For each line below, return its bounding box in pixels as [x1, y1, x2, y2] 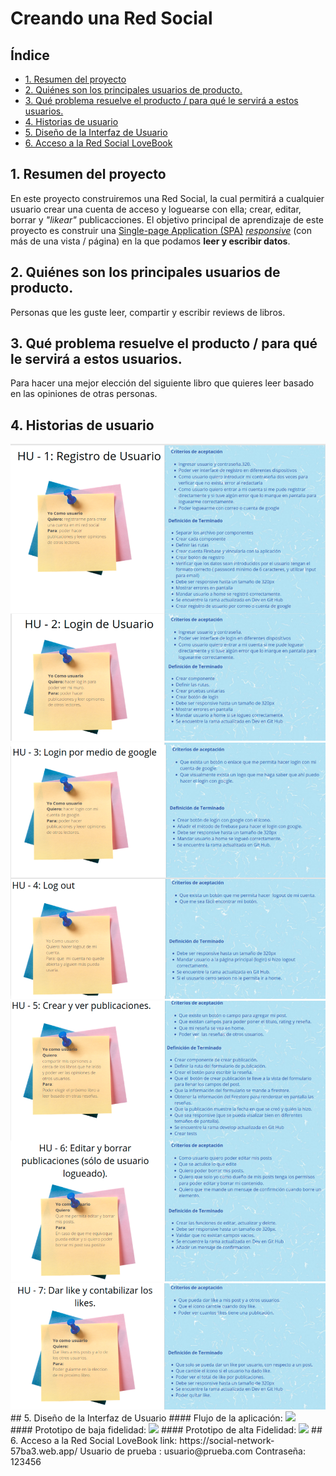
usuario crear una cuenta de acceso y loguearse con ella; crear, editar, [10, 203, 302, 215]
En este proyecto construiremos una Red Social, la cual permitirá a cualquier [10, 192, 325, 204]
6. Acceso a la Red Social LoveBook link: [10, 1435, 178, 1447]
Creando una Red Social [10, 7, 213, 30]
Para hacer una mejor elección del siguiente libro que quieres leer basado [10, 377, 315, 389]
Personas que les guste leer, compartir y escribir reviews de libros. [10, 306, 286, 318]
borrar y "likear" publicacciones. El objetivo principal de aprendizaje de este [10, 213, 325, 226]
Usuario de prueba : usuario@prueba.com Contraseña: [79, 1445, 306, 1457]
